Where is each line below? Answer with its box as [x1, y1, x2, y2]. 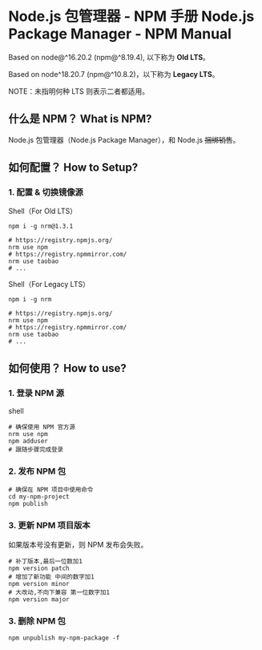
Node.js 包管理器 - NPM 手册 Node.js [8, 7, 255, 26]
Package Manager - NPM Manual [8, 25, 232, 43]
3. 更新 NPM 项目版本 [8, 520, 91, 531]
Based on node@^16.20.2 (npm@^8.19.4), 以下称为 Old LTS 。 [8, 52, 211, 62]
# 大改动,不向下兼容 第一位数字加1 [8, 588, 111, 596]
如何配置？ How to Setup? [8, 161, 139, 175]
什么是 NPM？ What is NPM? [8, 112, 152, 126]
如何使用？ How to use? [8, 361, 127, 375]
